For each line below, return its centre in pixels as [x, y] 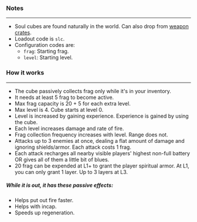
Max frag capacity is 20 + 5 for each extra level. [72, 103]
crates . [23, 33]
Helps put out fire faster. [44, 200]
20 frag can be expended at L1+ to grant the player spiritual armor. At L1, [102, 166]
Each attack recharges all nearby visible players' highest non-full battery [102, 153]
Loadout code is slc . [40, 39]
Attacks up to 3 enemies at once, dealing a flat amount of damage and [99, 141]
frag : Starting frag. [46, 52]
